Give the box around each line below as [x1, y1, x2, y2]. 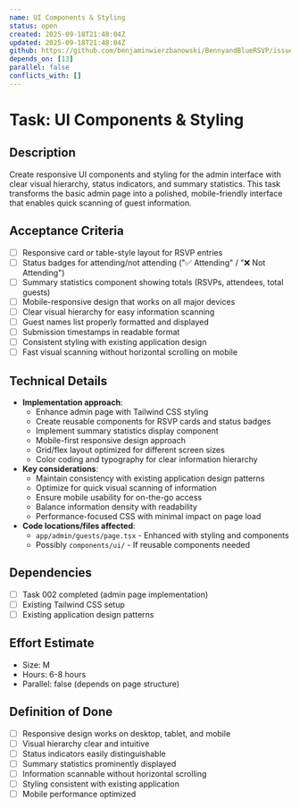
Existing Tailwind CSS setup [21, 599, 125, 610]
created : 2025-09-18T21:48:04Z [9, 29, 126, 38]
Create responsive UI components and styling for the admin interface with [9, 169, 281, 180]
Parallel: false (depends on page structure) [21, 678, 180, 689]
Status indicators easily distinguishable [21, 748, 167, 759]
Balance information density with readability [35, 501, 198, 512]
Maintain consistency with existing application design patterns [35, 473, 265, 484]
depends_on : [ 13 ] [9, 55, 74, 63]
